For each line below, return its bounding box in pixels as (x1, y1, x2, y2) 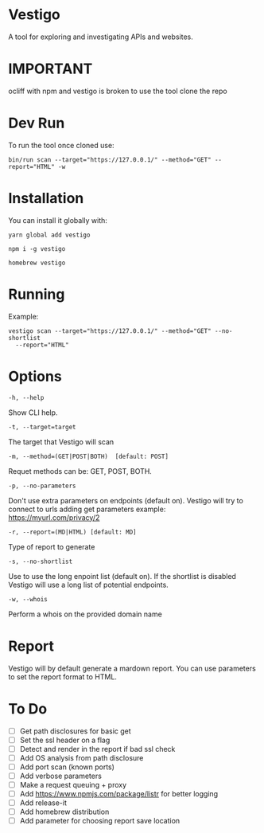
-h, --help (8, 393, 45, 401)
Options (8, 367, 62, 385)
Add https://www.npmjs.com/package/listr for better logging (19, 788, 219, 798)
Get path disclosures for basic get (19, 726, 131, 736)
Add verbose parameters (19, 771, 102, 780)
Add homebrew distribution (19, 807, 110, 817)
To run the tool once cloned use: (8, 140, 115, 150)
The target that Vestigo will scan (8, 436, 115, 447)
